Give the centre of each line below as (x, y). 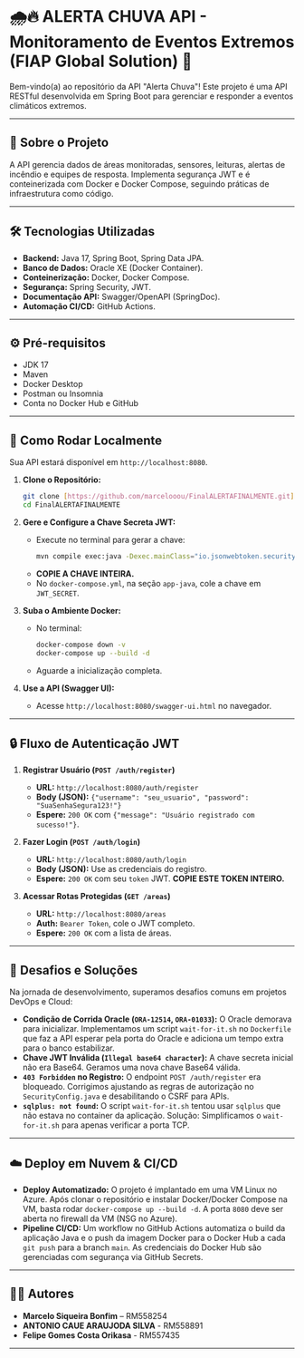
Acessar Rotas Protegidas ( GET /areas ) (96, 897)
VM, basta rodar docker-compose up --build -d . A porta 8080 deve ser (153, 1209)
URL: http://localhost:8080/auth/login (111, 859)
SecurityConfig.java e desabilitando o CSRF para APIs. (126, 1096)
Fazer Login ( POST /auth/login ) (81, 842)
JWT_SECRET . (57, 593)
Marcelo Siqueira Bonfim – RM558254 (95, 1315)
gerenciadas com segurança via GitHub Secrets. (113, 1257)
